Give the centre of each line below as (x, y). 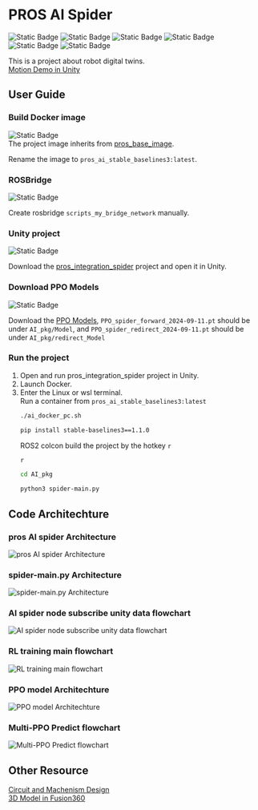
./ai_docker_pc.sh (50, 415)
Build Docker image (47, 118)
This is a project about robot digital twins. (77, 61)
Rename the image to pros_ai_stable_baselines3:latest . (103, 159)
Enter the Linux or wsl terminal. (71, 392)
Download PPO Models (54, 288)
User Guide (37, 95)
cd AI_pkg (36, 474)
